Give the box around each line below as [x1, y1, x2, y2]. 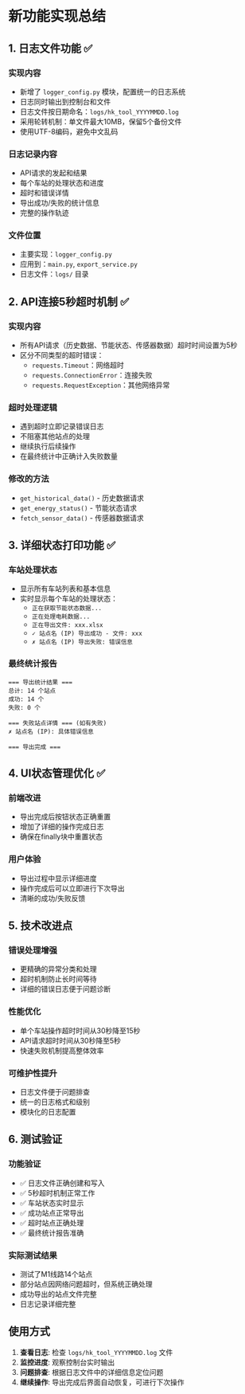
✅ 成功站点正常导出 [19, 1208, 84, 1217]
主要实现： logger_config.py [19, 249, 113, 259]
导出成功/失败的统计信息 [19, 198, 99, 208]
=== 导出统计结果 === [8, 678, 73, 686]
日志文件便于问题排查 [19, 1087, 90, 1096]
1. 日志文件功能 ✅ [8, 41, 93, 55]
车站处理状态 [8, 565, 58, 576]
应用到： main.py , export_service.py [19, 260, 138, 269]
